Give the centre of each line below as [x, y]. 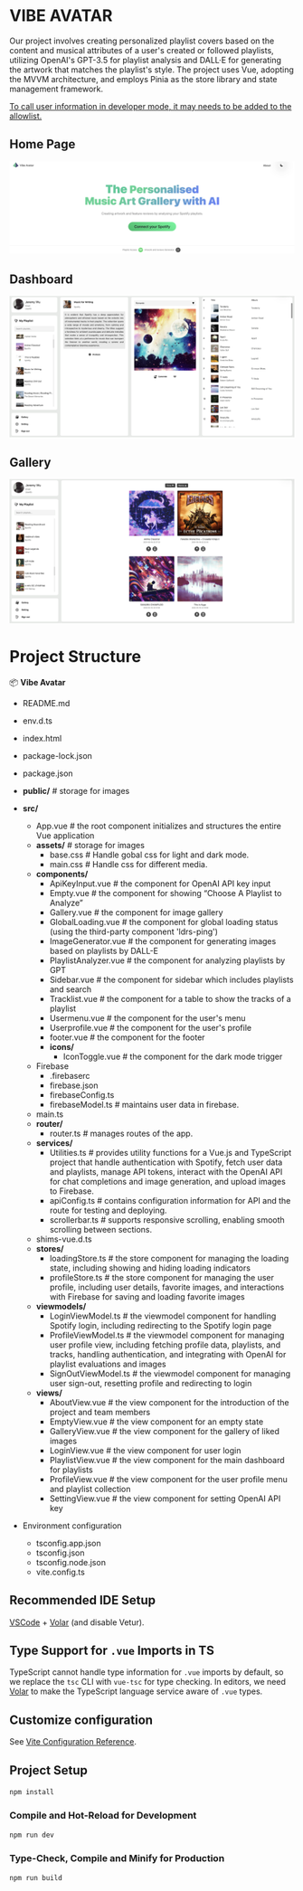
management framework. [57, 89]
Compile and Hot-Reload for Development [103, 1815]
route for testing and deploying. [108, 1210]
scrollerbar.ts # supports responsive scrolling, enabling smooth [167, 1220]
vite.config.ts [61, 1572]
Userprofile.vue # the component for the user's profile [150, 1027]
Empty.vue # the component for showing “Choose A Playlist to [166, 893]
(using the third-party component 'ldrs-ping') [134, 931]
